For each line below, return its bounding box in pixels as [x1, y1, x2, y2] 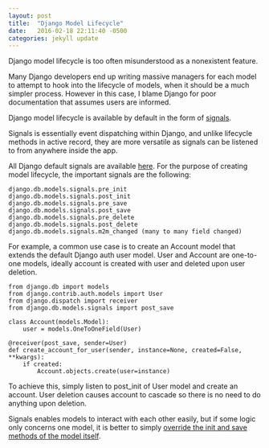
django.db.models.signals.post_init [8, 192, 131, 201]
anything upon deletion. [8, 399, 87, 409]
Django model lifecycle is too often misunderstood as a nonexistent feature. [8, 56, 259, 66]
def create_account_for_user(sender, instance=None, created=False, [8, 347, 243, 355]
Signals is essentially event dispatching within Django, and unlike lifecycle [8, 129, 253, 138]
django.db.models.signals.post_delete [8, 220, 138, 229]
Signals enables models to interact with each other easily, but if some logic [8, 414, 256, 424]
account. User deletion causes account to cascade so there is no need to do [8, 390, 261, 400]
